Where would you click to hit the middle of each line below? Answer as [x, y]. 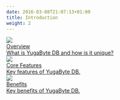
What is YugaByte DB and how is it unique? [60, 53]
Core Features [24, 65]
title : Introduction [32, 18]
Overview [18, 47]
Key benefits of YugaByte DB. [43, 91]
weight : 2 [19, 23]
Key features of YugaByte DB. [43, 72]
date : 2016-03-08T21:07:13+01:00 [48, 12]
